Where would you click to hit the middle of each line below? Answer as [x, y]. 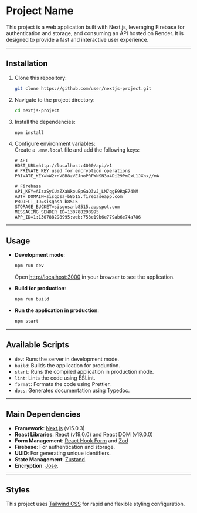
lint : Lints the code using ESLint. [55, 378]
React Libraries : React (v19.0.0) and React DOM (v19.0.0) [84, 435]
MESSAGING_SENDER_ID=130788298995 [57, 212]
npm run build [32, 299]
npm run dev [29, 266]
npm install [29, 133]
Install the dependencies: [45, 122]
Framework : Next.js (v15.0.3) [50, 428]
